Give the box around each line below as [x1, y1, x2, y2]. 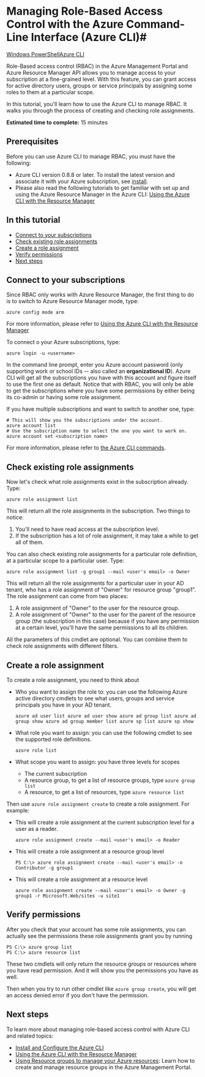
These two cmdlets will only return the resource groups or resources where [6, 960, 197, 967]
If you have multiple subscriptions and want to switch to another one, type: [6, 405, 195, 413]
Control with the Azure [6, 17, 124, 31]
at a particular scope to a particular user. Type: [6, 557, 124, 565]
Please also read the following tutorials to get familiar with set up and [15, 184, 190, 191]
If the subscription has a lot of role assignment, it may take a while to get [15, 532, 199, 539]
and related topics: [6, 1032, 54, 1039]
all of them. [15, 539, 44, 546]
